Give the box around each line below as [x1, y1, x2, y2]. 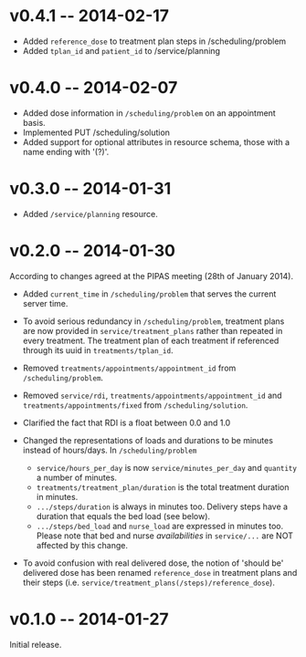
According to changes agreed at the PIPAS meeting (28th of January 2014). [9, 270, 294, 281]
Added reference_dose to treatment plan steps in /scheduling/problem [22, 36, 287, 47]
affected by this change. [36, 539, 129, 550]
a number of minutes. [36, 472, 117, 483]
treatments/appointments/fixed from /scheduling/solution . [22, 399, 248, 411]
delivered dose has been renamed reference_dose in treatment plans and [22, 567, 298, 578]
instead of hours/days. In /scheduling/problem [22, 444, 197, 455]
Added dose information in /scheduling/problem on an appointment [22, 107, 276, 119]
